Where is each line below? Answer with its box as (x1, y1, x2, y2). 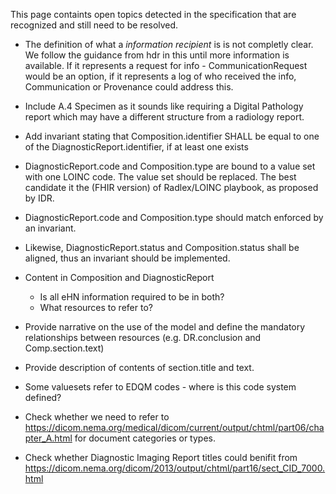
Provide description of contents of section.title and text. (24, 362, 255, 373)
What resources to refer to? (39, 302, 153, 313)
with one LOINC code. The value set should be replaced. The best (24, 171, 297, 183)
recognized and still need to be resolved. (10, 19, 179, 31)
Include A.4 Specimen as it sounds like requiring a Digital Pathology (24, 100, 304, 112)
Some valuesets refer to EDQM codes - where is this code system (24, 381, 297, 393)
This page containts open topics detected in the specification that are (10, 9, 297, 20)
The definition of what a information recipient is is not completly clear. (24, 39, 314, 50)
